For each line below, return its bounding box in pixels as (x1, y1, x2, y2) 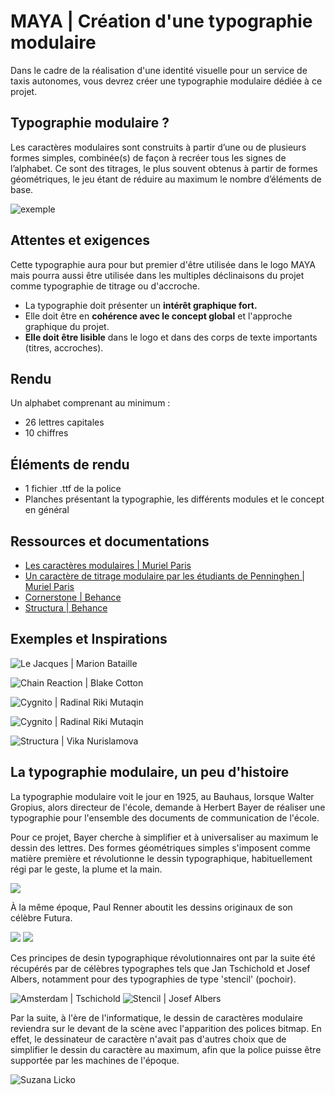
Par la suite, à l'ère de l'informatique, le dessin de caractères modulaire (10, 1011, 303, 1024)
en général (24, 504, 70, 516)
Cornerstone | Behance (24, 591, 122, 603)
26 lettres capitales (24, 416, 105, 429)
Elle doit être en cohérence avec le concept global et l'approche (24, 310, 293, 322)
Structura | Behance (24, 602, 108, 614)
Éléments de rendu (10, 456, 130, 473)
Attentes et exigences (10, 232, 150, 249)
